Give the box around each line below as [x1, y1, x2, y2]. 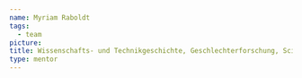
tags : [9, 22, 30, 30]
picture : [9, 38, 42, 48]
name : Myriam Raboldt [9, 13, 91, 22]
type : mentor [9, 55, 58, 64]
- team [17, 30, 42, 39]
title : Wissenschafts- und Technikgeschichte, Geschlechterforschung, [9, 47, 280, 56]
